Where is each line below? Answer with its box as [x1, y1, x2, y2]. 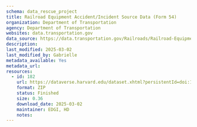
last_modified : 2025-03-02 [6, 47, 72, 53]
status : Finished [16, 90, 59, 96]
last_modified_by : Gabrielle [6, 52, 77, 58]
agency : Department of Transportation [6, 25, 101, 31]
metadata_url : [6, 63, 41, 69]
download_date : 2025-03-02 [16, 101, 83, 107]
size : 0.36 [16, 95, 43, 101]
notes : [16, 112, 33, 118]
